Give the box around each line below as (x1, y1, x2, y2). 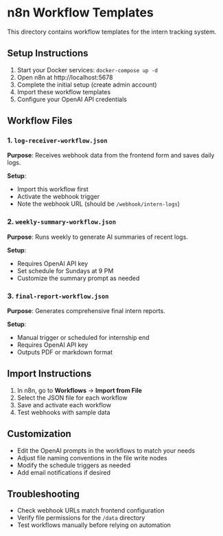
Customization (7, 428, 72, 440)
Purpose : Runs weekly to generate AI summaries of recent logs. (7, 233, 189, 241)
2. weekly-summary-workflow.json (7, 217, 117, 226)
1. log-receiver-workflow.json (7, 136, 108, 145)
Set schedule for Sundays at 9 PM (16, 266, 114, 275)
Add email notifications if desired (16, 468, 111, 476)
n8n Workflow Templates (7, 5, 154, 21)
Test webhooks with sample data (16, 408, 110, 416)
